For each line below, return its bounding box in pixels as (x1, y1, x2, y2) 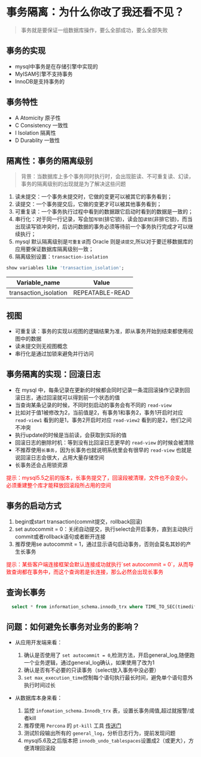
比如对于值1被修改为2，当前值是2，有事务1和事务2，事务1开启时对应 (14, 408, 184, 416)
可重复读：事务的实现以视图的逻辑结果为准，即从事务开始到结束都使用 (14, 328, 188, 335)
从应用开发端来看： (14, 639, 63, 646)
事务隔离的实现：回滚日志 (6, 370, 100, 380)
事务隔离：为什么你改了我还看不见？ (6, 5, 185, 19)
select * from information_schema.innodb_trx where (11, 603, 144, 609)
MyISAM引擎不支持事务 (14, 70, 73, 77)
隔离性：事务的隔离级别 (6, 155, 93, 166)
